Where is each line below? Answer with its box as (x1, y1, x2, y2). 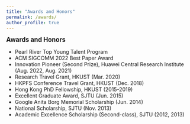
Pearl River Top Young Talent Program (14, 48, 108, 56)
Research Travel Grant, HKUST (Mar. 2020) (14, 73, 121, 80)
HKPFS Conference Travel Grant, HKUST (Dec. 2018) (14, 80, 144, 87)
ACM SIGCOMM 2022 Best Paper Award (14, 54, 114, 62)
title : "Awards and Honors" (6, 8, 76, 15)
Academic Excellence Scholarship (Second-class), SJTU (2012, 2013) (14, 111, 185, 118)
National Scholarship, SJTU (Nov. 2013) (14, 105, 111, 112)
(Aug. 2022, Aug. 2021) (14, 67, 72, 74)
